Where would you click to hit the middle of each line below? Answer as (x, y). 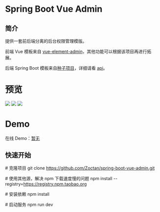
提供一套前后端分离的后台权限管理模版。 (46, 41)
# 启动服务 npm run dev (29, 204)
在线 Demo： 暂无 (23, 138)
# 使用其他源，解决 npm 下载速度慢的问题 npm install (59, 178)
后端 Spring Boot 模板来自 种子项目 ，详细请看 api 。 (56, 68)
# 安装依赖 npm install (27, 194)
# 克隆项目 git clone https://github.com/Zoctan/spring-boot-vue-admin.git (80, 168)
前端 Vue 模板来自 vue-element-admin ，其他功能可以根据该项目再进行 (76, 52)
